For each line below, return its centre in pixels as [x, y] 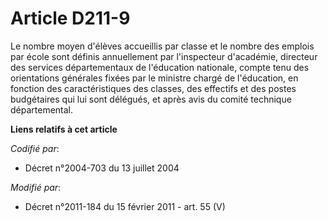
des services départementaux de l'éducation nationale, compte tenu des [160, 67]
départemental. [42, 109]
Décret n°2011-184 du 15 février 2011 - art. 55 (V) [125, 206]
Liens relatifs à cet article [64, 129]
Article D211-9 [70, 18]
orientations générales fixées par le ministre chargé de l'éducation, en [154, 78]
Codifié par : [35, 148]
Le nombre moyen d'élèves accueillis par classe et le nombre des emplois [162, 46]
